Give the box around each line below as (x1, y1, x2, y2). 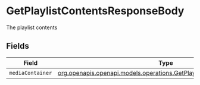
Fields (6, 41, 30, 51)
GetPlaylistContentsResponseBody (6, 4, 185, 18)
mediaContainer (9, 70, 52, 76)
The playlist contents (6, 24, 58, 31)
